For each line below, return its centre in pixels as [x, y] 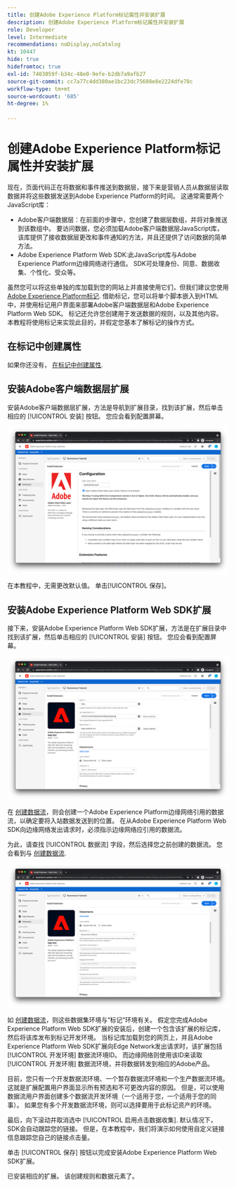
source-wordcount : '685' [44, 96]
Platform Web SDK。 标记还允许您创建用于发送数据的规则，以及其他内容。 [115, 313]
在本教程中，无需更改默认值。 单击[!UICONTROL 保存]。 [89, 585]
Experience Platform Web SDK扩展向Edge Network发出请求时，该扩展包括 [115, 1046]
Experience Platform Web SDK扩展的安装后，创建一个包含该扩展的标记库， [116, 1028]
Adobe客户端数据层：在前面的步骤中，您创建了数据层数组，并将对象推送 [123, 219]
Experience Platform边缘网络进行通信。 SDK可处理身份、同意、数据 [116, 263]
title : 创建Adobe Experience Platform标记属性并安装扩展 [86, 15]
